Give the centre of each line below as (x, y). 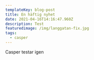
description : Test (25, 24)
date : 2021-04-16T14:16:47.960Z (39, 19)
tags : (11, 33)
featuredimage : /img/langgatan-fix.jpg (47, 28)
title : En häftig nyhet (30, 14)
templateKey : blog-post (30, 10)
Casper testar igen (25, 52)
